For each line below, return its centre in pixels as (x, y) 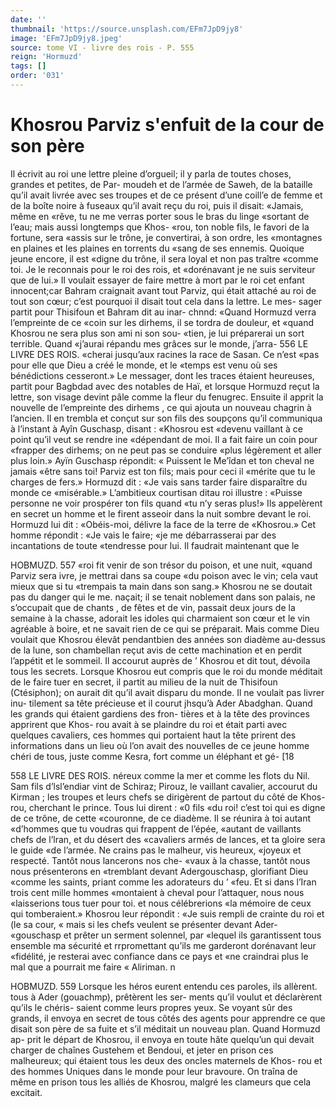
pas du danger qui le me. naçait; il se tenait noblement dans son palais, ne (163, 597)
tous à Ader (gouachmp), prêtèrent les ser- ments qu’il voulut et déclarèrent (166, 997)
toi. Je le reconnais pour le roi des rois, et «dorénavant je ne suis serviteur (163, 269)
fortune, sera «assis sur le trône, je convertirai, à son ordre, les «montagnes (166, 237)
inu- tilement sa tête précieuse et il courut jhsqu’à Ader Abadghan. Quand (161, 703)
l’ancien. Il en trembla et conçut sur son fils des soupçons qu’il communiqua (166, 418)
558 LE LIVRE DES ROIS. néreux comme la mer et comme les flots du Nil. (160, 775)
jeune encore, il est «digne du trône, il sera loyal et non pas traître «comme (164, 258)
